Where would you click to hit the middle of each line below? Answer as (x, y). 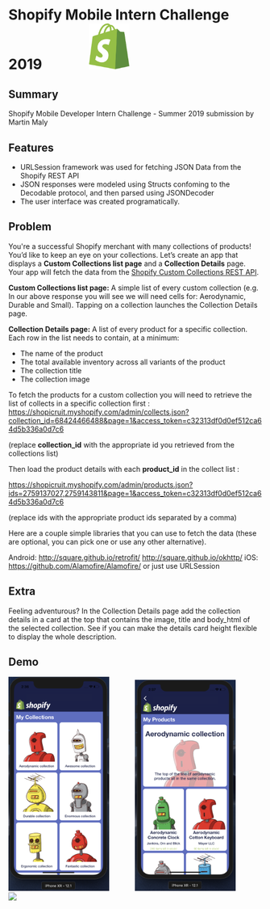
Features (31, 147)
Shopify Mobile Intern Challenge (119, 15)
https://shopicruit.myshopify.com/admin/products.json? (101, 484)
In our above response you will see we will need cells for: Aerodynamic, (127, 296)
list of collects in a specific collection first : (79, 403)
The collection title (51, 370)
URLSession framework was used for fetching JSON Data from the (131, 167)
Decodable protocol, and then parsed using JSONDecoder (117, 193)
